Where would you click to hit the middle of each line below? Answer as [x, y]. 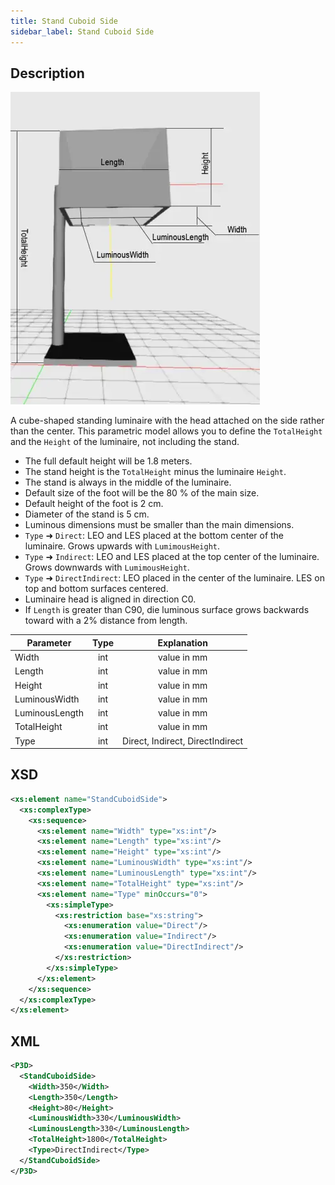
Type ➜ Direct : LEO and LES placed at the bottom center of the [154, 536]
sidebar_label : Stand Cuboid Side [82, 31]
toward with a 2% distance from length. [106, 621]
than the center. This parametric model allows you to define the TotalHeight [166, 431]
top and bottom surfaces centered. [96, 589]
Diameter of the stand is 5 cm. [87, 514]
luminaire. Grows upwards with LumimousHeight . [122, 546]
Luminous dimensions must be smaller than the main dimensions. [159, 525]
